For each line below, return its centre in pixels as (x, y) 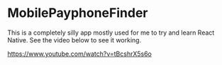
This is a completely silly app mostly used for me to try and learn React (111, 32)
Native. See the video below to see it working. (74, 40)
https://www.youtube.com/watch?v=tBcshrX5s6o (80, 54)
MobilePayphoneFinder (78, 13)
